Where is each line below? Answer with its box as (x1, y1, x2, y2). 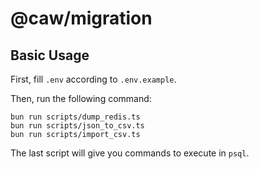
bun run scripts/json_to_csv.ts (10, 121, 145, 131)
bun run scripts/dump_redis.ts (10, 112, 141, 122)
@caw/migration (10, 7, 153, 30)
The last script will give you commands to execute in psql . (10, 147, 250, 159)
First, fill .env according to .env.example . (10, 73, 177, 85)
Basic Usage (10, 47, 90, 64)
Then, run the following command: (10, 93, 152, 104)
